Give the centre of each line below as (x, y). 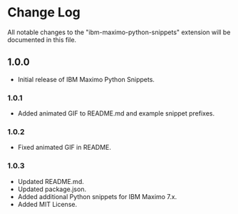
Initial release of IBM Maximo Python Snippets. (86, 79)
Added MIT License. (47, 204)
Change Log (44, 12)
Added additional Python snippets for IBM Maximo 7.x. (97, 196)
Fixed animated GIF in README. (64, 148)
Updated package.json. (52, 189)
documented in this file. (42, 39)
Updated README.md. (51, 181)
